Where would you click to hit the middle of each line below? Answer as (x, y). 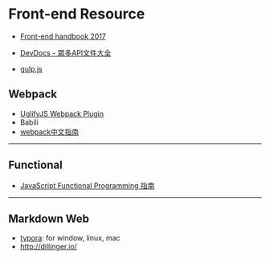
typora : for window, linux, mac (70, 238)
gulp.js (31, 68)
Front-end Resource (77, 14)
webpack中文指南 (49, 132)
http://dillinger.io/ (49, 247)
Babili (29, 122)
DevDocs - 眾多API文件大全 (65, 52)
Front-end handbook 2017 (63, 36)
